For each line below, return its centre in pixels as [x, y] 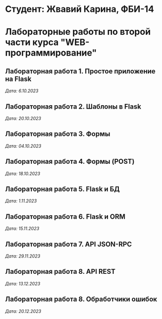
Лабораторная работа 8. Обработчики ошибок [81, 299]
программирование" [51, 53]
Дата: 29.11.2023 [23, 256]
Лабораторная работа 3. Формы [58, 134]
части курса [32, 42]
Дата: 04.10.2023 [23, 146]
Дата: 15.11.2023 [22, 229]
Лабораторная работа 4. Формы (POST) [70, 161]
